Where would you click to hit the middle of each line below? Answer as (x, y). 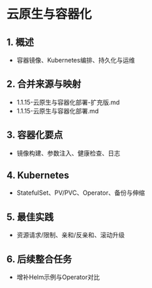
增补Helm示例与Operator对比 (58, 277)
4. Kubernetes (38, 176)
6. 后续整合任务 (39, 259)
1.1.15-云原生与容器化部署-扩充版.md (68, 102)
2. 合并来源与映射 (44, 84)
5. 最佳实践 (30, 217)
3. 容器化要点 (35, 135)
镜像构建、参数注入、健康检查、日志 (68, 153)
